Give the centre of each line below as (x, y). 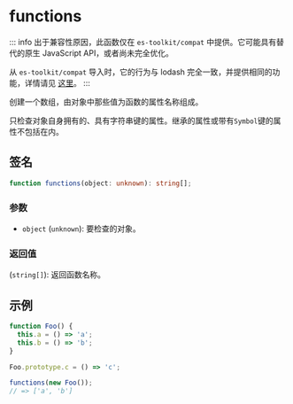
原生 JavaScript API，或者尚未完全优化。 (99, 53)
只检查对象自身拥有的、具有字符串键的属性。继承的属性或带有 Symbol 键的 (141, 120)
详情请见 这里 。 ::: (57, 82)
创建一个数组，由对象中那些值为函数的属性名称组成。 (106, 101)
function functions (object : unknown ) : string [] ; (100, 183)
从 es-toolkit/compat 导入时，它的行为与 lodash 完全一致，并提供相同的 (141, 72)
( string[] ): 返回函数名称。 (58, 275)
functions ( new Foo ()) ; (51, 383)
